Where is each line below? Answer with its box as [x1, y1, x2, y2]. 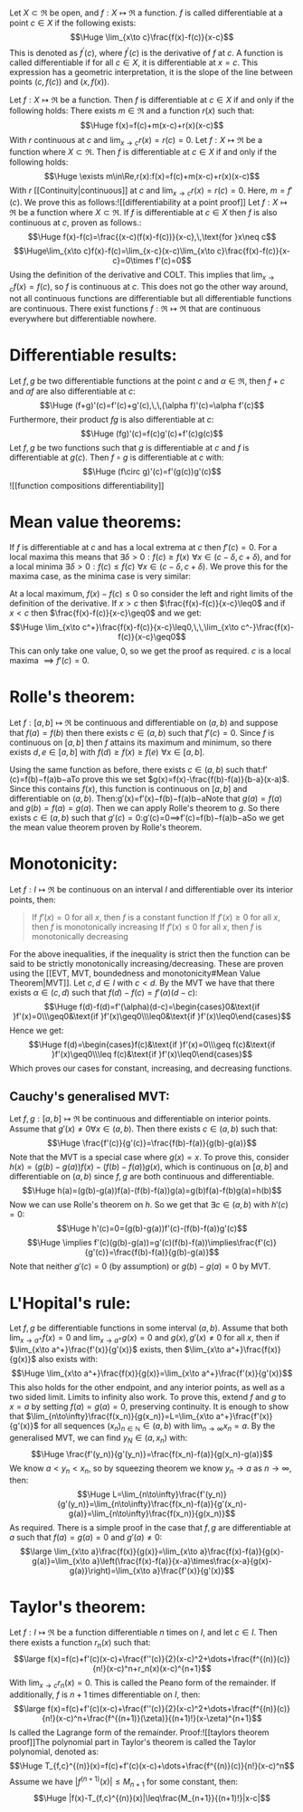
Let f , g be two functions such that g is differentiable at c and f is [9, 442, 250, 453]
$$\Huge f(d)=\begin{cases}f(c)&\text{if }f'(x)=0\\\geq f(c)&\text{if [28, 1039, 276, 1050]
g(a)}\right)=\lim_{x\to [69, 1565, 151, 1576]
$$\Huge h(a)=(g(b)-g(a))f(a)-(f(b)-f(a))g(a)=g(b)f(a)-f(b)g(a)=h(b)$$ [22, 1185, 282, 1197]
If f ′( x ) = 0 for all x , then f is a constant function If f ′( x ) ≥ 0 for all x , [31, 911, 280, 922]
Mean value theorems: [9, 511, 183, 532]
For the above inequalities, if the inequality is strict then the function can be [9, 949, 291, 959]
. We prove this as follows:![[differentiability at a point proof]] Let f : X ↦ [19, 197, 288, 208]
